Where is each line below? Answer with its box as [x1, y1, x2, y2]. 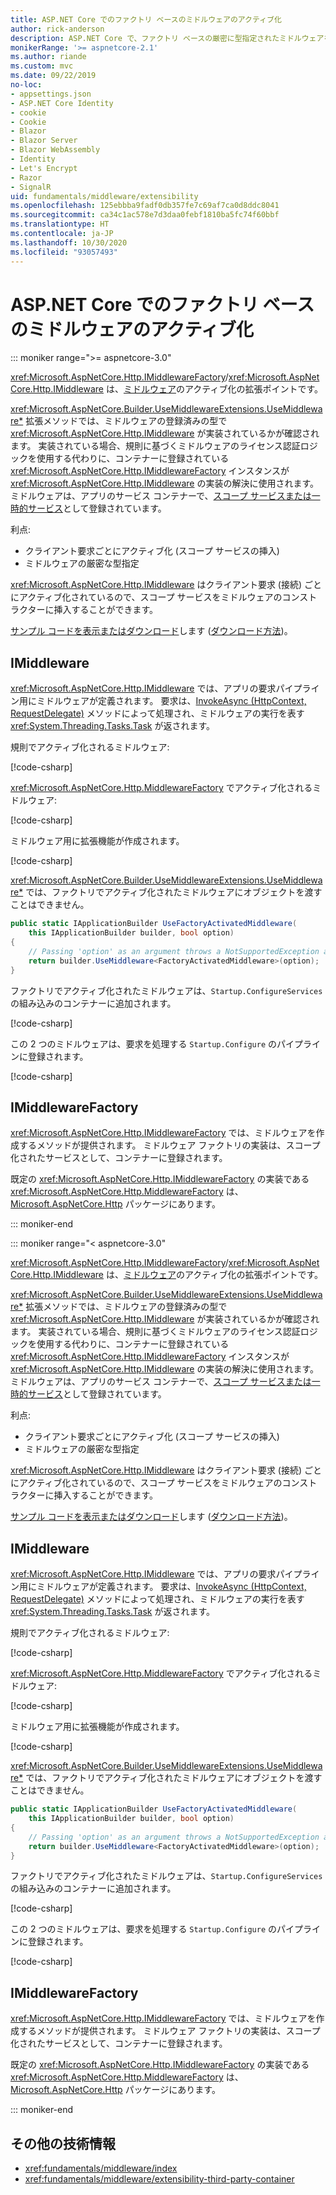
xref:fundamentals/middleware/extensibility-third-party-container [24, 2173, 295, 2185]
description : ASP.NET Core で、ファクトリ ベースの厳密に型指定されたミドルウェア [10, 33, 325, 43]
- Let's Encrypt [10, 163, 78, 173]
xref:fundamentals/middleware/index [24, 2162, 178, 2174]
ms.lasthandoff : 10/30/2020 [10, 237, 128, 248]
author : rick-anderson [10, 24, 105, 34]
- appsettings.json [10, 89, 92, 99]
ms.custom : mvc [10, 61, 74, 71]
